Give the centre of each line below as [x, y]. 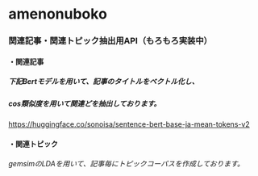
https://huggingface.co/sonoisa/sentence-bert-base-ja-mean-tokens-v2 [129, 124]
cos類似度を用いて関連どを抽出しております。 [85, 103]
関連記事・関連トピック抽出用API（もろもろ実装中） [110, 41]
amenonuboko [58, 14]
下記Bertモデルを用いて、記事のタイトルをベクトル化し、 [104, 82]
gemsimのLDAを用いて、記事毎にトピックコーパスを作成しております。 [126, 164]
